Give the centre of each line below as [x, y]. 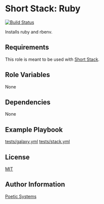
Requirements [27, 47]
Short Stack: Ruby [43, 9]
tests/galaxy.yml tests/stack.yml [38, 142]
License [17, 157]
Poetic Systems [21, 196]
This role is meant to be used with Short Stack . [52, 59]
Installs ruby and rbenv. [29, 32]
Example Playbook [34, 130]
